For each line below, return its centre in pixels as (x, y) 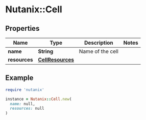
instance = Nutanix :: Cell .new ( (39, 99)
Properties (22, 28)
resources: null (27, 109)
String (46, 51)
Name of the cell (99, 51)
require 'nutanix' (25, 90)
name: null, (23, 104)
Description (99, 43)
